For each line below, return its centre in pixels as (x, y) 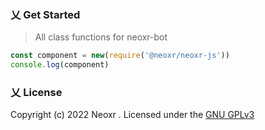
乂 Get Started (45, 14)
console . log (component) (60, 65)
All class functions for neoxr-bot (101, 37)
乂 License (36, 92)
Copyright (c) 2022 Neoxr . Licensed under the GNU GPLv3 (132, 115)
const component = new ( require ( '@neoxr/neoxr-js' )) (120, 56)
